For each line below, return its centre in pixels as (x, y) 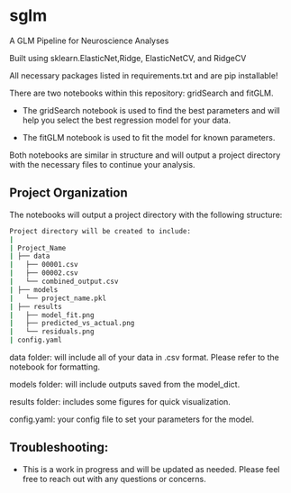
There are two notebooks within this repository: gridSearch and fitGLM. (141, 93)
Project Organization (68, 193)
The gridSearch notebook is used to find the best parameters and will (151, 110)
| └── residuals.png (52, 332)
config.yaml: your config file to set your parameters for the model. (132, 419)
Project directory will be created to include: (100, 231)
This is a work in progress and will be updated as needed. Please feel (151, 469)
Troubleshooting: (59, 447)
